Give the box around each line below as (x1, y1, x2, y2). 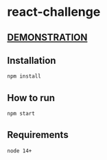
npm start (7, 111, 36, 117)
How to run (7, 92, 56, 104)
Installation (7, 54, 56, 66)
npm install (7, 73, 41, 80)
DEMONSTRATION (7, 32, 88, 43)
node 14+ (7, 147, 32, 155)
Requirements (7, 129, 69, 141)
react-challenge (7, 4, 101, 20)
